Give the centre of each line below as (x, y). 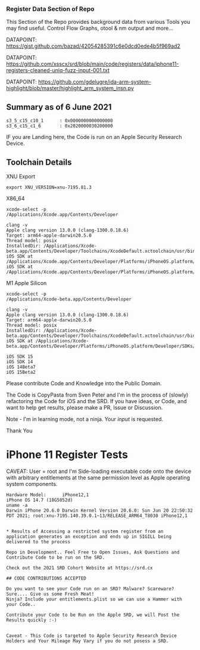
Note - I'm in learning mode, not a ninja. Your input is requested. (85, 419)
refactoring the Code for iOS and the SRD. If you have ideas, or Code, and (96, 401)
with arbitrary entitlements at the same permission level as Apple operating (98, 477)
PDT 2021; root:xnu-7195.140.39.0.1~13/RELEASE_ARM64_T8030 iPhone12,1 (97, 516)
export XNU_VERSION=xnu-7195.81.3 (49, 187)
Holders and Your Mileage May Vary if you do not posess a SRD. (87, 641)
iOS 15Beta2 (21, 372)
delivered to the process (38, 541)
